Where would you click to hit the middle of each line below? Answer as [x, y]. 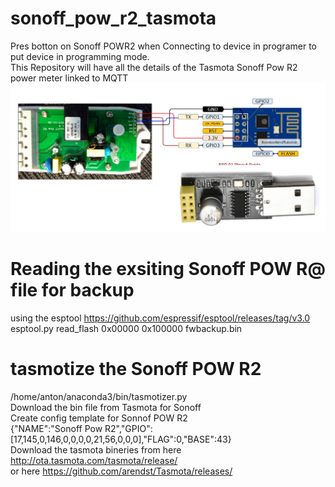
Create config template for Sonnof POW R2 [99, 418]
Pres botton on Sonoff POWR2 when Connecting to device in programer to [163, 46]
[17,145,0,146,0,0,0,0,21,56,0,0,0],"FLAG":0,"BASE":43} [121, 439]
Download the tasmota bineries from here [96, 449]
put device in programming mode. [80, 56]
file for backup [72, 289]
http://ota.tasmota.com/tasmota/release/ [94, 460]
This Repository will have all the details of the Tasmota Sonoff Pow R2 [154, 67]
